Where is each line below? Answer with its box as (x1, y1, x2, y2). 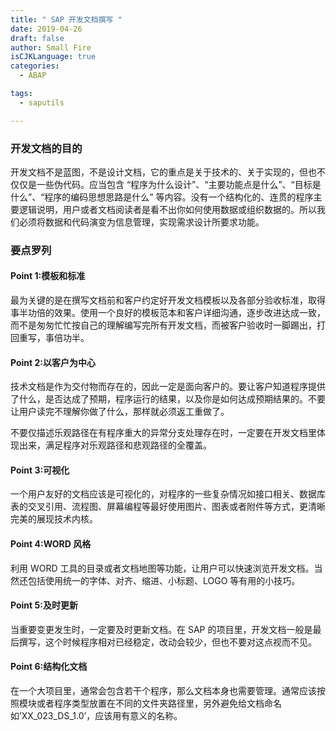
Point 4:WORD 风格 (10, 538, 92, 550)
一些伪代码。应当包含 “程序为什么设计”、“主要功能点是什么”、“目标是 (36, 178, 322, 190)
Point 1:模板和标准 (10, 270, 86, 282)
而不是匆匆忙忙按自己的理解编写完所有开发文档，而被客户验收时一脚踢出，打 (10, 319, 326, 331)
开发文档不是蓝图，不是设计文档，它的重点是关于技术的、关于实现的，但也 (10, 166, 317, 178)
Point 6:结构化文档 (10, 661, 88, 673)
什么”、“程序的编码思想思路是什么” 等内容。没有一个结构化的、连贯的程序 (10, 191, 314, 203)
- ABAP (19, 71, 47, 81)
